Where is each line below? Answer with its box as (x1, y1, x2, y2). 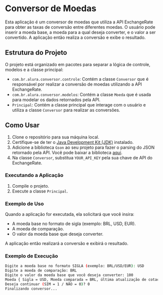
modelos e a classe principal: (5, 67, 64, 72)
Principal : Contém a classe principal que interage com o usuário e (12, 102, 146, 107)
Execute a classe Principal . (12, 188, 68, 194)
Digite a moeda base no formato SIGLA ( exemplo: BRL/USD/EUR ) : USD (5, 263, 145, 269)
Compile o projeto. (12, 183, 49, 189)
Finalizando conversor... (5, 286, 57, 291)
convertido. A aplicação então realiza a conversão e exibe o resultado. (5, 35, 146, 40)
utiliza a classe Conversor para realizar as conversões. (12, 107, 120, 113)
